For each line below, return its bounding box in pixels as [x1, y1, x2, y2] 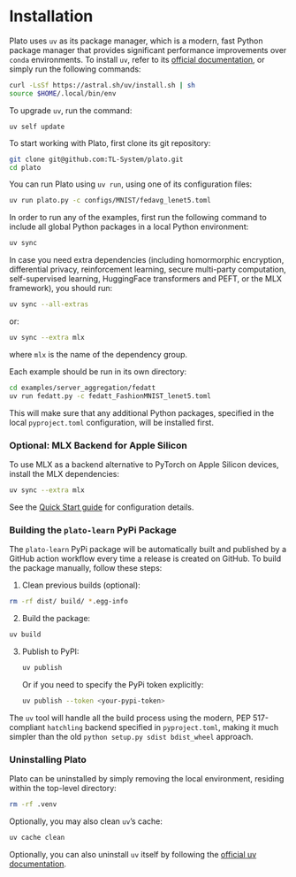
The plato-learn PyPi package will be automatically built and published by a [9, 544, 287, 555]
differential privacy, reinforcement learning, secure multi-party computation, [9, 264, 287, 275]
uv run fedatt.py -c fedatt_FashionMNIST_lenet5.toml [9, 391, 212, 400]
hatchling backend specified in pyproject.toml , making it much [47, 721, 279, 732]
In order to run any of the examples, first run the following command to [9, 212, 267, 223]
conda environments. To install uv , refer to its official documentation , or [9, 54, 265, 65]
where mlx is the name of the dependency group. [9, 349, 188, 359]
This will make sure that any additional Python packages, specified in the [9, 407, 275, 418]
